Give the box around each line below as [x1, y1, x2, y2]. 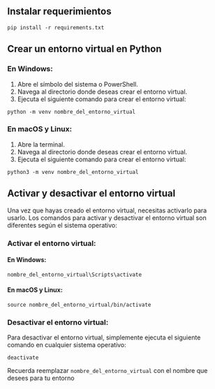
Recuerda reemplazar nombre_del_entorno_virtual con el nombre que [7, 367, 208, 375]
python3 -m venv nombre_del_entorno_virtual [7, 168, 139, 175]
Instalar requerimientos [7, 6, 112, 17]
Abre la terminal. [17, 140, 65, 149]
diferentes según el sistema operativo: [7, 221, 117, 229]
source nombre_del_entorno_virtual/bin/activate [7, 301, 151, 308]
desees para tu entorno [7, 374, 75, 383]
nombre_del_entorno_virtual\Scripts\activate [7, 271, 142, 278]
